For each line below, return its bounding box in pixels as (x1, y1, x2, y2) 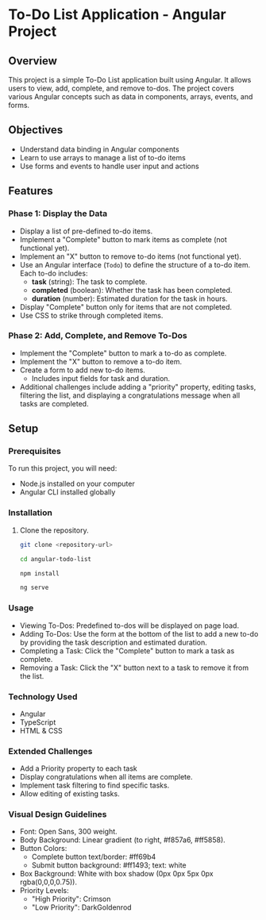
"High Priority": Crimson (31, 895, 111, 904)
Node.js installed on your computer (19, 479, 135, 489)
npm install (19, 569, 60, 577)
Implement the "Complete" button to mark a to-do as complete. (19, 348, 227, 358)
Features (8, 184, 53, 198)
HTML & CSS (19, 726, 63, 735)
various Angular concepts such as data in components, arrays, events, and (8, 92, 253, 101)
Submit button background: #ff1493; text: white (31, 860, 187, 870)
